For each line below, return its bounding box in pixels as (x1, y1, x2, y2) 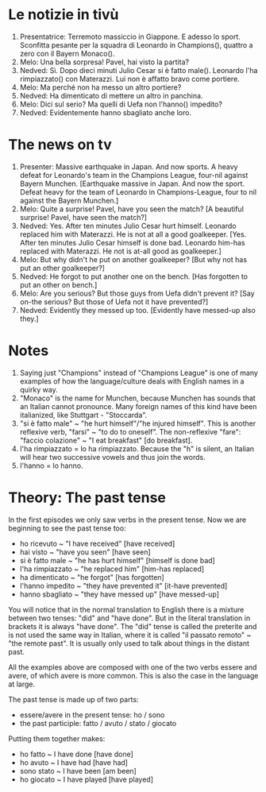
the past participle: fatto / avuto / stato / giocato (19, 718, 177, 728)
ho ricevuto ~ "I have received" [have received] (19, 539, 175, 548)
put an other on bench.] (19, 280, 98, 289)
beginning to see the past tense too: (8, 523, 126, 533)
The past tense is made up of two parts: (8, 694, 139, 704)
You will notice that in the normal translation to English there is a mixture (8, 605, 245, 614)
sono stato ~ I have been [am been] (19, 766, 137, 775)
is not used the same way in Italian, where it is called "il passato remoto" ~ (8, 630, 252, 639)
